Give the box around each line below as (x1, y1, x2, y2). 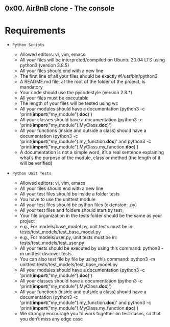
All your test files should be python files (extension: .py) (19, 202, 137, 208)
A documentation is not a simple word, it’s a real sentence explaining (19, 149, 164, 156)
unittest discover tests (25, 251, 72, 257)
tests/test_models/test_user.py (19, 240, 85, 246)
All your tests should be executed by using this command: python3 (19, 245, 160, 251)
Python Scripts (12, 42, 45, 48)
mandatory (19, 84, 43, 90)
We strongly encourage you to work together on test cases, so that (19, 311, 161, 317)
